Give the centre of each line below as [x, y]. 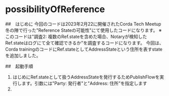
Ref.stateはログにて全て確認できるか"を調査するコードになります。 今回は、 [85, 43]
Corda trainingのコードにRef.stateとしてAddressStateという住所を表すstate [84, 49]
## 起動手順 [19, 66]
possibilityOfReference [55, 9]
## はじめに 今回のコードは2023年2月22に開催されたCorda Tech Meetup [83, 24]
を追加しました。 [23, 55]
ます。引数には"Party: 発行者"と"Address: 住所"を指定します [85, 83]
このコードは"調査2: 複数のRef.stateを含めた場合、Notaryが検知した [76, 36]
